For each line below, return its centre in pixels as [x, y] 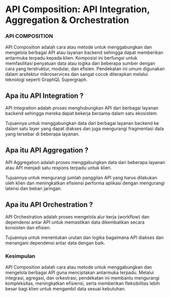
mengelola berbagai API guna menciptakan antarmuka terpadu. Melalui [79, 273]
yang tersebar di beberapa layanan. [42, 134]
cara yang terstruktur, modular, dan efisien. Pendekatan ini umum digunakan [85, 69]
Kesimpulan [20, 256]
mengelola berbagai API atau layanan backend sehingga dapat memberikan [84, 52]
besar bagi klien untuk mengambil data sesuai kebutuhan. [65, 289]
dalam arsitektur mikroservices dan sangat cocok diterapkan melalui [77, 74]
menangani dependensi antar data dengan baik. [55, 242]
